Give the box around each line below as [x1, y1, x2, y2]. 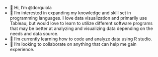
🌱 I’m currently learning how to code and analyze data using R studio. [9, 36, 153, 42]
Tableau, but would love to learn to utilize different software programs [9, 20, 153, 26]
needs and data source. [9, 31, 59, 36]
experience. [9, 47, 35, 52]
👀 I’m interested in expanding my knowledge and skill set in [9, 10, 131, 16]
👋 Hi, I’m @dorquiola [9, 5, 52, 10]
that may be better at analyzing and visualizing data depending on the [9, 26, 153, 31]
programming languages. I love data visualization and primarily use [9, 15, 148, 21]
